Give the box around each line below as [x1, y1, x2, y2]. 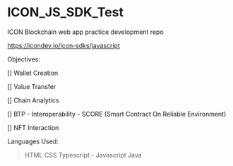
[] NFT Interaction [7, 123, 59, 131]
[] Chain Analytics [7, 96, 59, 105]
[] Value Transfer [7, 82, 56, 90]
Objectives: [7, 54, 40, 64]
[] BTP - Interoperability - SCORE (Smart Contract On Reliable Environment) [7, 109, 227, 118]
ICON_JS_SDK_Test [7, 4, 124, 20]
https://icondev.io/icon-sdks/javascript [7, 41, 120, 49]
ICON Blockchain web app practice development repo [7, 28, 164, 36]
